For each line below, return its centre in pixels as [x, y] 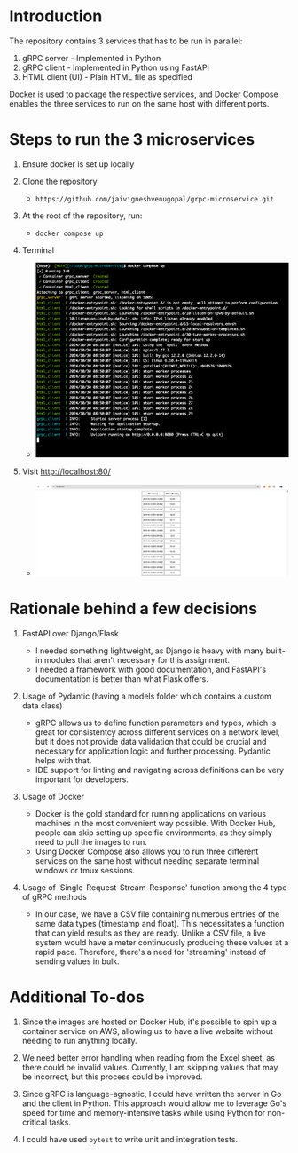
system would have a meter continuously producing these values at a [162, 942]
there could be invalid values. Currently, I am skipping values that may [150, 1067]
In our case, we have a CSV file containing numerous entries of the [157, 914]
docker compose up [69, 233]
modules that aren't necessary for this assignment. [137, 659]
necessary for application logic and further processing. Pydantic [153, 751]
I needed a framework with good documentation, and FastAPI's [151, 669]
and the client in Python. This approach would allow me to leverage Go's [154, 1103]
